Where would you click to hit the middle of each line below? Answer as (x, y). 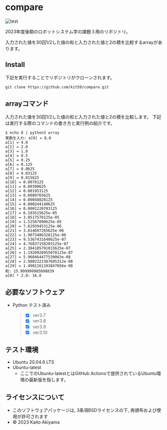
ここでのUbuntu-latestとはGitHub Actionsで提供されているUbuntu (88, 374)
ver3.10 (40, 332)
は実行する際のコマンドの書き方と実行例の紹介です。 (60, 123)
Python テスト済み (32, 305)
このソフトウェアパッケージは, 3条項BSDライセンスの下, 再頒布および (85, 410)
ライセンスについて (35, 397)
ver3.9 (39, 327)
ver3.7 (39, 315)
